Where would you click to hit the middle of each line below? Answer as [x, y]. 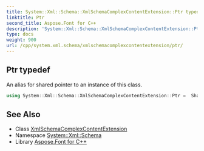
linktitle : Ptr [25, 18]
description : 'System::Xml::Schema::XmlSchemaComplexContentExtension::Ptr [104, 29]
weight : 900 [21, 40]
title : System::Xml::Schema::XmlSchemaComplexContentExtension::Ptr [95, 12]
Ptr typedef [28, 70]
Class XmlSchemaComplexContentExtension [71, 129]
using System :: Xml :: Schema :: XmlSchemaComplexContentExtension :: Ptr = [96, 95]
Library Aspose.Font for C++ [51, 142]
